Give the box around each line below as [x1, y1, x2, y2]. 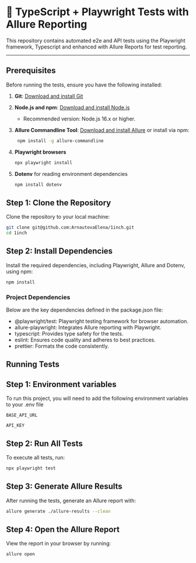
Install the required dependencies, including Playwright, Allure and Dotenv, [6, 261, 185, 268]
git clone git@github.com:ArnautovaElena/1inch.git [6, 224, 134, 230]
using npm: [6, 268, 33, 275]
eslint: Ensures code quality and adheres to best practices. [14, 336, 156, 343]
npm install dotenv [14, 181, 62, 188]
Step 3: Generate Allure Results [6, 482, 123, 492]
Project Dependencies [6, 293, 71, 301]
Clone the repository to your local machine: [6, 213, 110, 220]
